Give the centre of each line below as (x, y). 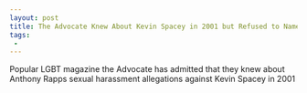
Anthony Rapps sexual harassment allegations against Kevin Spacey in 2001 (152, 79)
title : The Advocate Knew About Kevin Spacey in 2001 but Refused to (145, 26)
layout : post (34, 18)
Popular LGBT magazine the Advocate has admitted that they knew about (147, 69)
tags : (20, 35)
